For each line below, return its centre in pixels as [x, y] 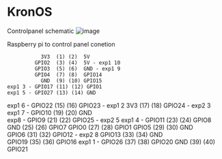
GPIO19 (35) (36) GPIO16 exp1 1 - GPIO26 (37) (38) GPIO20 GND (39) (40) [111, 142]
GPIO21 [18, 149]
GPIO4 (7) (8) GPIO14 [68, 75]
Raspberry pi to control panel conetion [61, 44]
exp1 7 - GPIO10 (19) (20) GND [50, 112]
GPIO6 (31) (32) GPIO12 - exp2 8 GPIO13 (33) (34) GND [85, 134]
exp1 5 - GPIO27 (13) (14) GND [52, 93]
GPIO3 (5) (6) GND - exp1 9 [78, 69]
